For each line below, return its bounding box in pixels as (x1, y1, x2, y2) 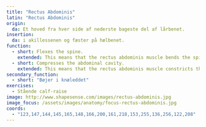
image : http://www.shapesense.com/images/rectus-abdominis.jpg (6, 94, 172, 100)
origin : (6, 20, 26, 26)
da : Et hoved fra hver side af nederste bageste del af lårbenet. (12, 26, 185, 32)
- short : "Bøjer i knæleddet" (12, 77, 89, 83)
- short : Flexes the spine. (12, 49, 84, 55)
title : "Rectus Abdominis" (6, 9, 75, 15)
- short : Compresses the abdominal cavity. (12, 60, 124, 66)
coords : (6, 105, 26, 112)
